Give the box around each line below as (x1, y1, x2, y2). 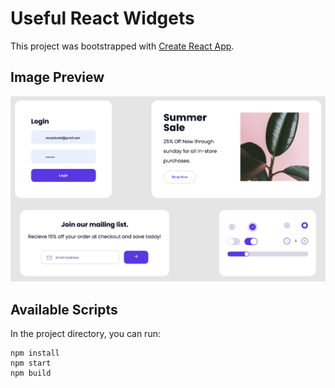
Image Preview (10, 69, 105, 86)
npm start (10, 358, 52, 369)
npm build (10, 368, 52, 379)
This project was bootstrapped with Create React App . (10, 40, 235, 52)
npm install (10, 348, 60, 359)
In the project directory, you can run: (10, 328, 161, 340)
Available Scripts (10, 301, 118, 318)
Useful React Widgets (10, 7, 195, 30)
